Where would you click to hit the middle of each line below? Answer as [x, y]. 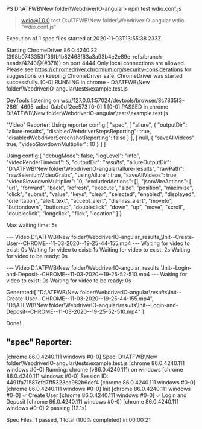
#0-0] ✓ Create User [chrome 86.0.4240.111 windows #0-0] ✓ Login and [96, 395]
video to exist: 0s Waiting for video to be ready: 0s [69, 281]
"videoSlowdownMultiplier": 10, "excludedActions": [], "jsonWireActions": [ [99, 181]
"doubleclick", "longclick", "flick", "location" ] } [64, 213]
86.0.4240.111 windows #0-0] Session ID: [57, 376]
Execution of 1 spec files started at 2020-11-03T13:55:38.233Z [84, 38]
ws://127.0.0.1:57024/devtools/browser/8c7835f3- [123, 100]
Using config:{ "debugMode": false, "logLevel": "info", [73, 156]
